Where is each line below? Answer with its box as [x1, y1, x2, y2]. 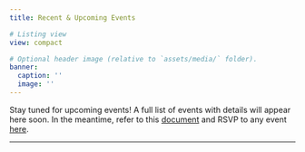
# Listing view [9, 29, 67, 39]
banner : [9, 62, 39, 72]
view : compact [9, 38, 64, 47]
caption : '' [17, 71, 64, 81]
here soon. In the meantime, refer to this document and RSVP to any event [9, 114, 288, 125]
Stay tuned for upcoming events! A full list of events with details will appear [9, 104, 291, 115]
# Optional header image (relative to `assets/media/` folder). [9, 54, 258, 63]
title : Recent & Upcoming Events [9, 13, 136, 23]
